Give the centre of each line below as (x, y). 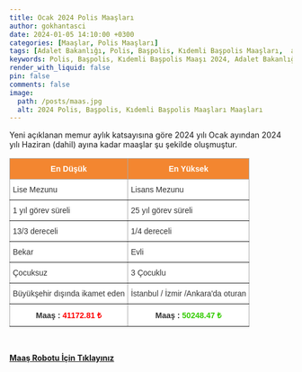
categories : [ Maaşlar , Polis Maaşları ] (84, 43)
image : (22, 93)
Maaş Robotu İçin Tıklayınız (62, 358)
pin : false (30, 76)
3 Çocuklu (148, 273)
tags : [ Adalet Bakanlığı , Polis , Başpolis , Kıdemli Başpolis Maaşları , (146, 51)
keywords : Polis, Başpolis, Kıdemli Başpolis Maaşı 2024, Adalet (134, 59)
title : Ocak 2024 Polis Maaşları (72, 18)
